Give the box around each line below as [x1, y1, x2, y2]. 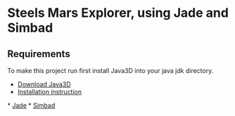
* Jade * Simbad [7, 101, 56, 110]
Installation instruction [17, 88, 82, 96]
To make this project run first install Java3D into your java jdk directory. [7, 67, 214, 75]
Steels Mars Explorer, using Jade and [7, 5, 229, 21]
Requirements [7, 48, 70, 60]
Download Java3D [17, 80, 72, 89]
